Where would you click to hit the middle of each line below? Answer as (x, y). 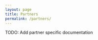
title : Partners (22, 14)
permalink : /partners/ (28, 19)
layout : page (18, 10)
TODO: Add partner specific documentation (49, 33)
